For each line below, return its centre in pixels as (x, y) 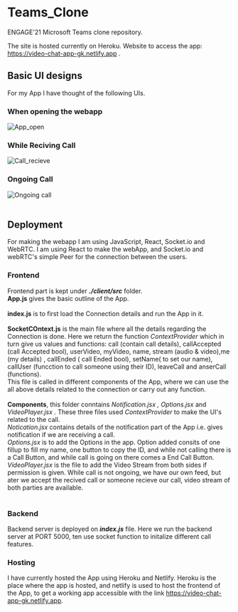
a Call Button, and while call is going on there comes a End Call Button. (111, 457)
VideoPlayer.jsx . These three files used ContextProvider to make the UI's (115, 412)
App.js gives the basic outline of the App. (68, 298)
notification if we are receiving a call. (61, 434)
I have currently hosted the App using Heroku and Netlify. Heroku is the (112, 578)
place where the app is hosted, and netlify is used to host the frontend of (114, 586)
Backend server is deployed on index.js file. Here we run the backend (110, 529)
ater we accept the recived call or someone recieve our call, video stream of (119, 480)
